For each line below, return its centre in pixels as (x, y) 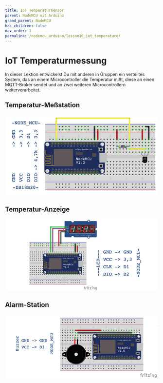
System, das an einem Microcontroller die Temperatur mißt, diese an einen (80, 79)
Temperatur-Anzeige (37, 209)
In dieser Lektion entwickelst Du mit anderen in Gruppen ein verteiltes (75, 74)
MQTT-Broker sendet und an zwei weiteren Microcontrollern (65, 84)
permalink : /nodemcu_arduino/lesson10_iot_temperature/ (63, 36)
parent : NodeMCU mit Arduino (35, 15)
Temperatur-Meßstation (43, 105)
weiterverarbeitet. (23, 90)
